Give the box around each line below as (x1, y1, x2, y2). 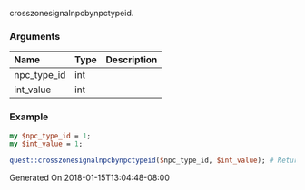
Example (9, 110, 49, 123)
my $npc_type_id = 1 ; (9, 131, 92, 140)
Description (105, 53, 158, 66)
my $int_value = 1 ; (9, 139, 84, 148)
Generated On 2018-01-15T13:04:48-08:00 (9, 172, 170, 184)
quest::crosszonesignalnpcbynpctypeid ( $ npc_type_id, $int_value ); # (9, 156, 274, 166)
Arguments (9, 30, 61, 43)
